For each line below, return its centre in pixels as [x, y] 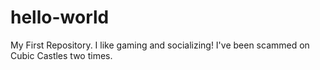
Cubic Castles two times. [61, 55]
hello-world [60, 17]
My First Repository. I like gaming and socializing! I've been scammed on [160, 45]
